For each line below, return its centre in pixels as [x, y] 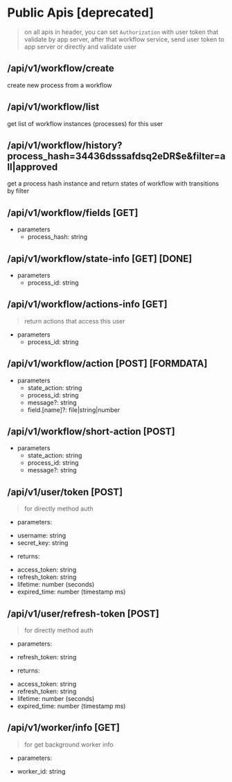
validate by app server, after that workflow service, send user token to [124, 39]
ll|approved [33, 167]
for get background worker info [69, 744]
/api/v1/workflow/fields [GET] [73, 213]
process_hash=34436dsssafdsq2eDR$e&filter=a [116, 156]
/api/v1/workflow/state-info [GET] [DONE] [100, 259]
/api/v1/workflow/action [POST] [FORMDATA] [107, 364]
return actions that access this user [75, 321]
